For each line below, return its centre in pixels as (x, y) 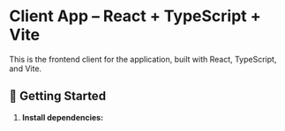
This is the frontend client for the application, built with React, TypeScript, (143, 59)
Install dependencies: (63, 117)
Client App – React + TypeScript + (135, 16)
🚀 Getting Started (58, 96)
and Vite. (26, 69)
